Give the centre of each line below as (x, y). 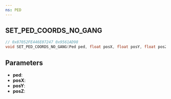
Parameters (24, 63)
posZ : (19, 91)
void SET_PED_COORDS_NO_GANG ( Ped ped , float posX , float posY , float (81, 47)
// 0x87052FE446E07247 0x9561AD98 (42, 42)
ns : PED (13, 10)
